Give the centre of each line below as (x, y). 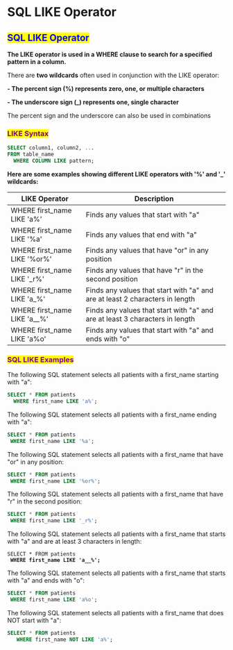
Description (154, 199)
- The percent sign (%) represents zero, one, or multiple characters (106, 89)
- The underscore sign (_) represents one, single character (93, 102)
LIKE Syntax (28, 133)
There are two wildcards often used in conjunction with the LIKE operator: (113, 75)
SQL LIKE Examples (41, 360)
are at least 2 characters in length (140, 299)
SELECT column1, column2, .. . (51, 148)
